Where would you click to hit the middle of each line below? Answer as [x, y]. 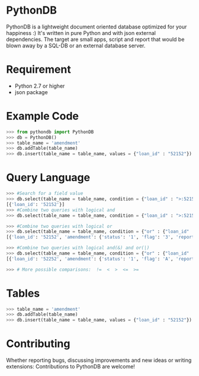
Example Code [42, 116]
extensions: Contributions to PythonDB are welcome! [70, 367]
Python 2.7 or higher [40, 86]
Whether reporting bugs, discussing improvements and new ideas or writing [99, 360]
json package [31, 92]
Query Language [48, 178]
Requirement [38, 70]
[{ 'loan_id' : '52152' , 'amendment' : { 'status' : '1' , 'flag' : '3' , [90, 237]
